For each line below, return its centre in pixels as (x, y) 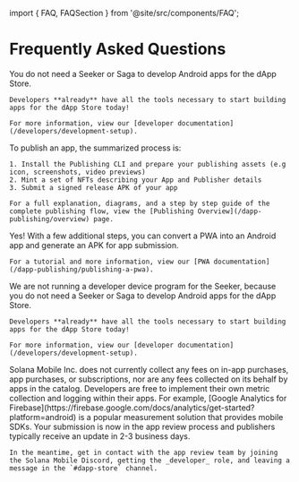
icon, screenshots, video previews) (77, 172)
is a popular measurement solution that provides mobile (181, 417)
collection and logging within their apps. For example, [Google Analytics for (148, 398)
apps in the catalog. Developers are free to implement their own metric (140, 388)
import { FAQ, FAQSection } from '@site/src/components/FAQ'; (124, 13)
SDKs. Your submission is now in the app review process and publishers (142, 426)
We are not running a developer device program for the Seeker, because (143, 286)
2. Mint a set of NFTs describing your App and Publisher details (136, 180)
